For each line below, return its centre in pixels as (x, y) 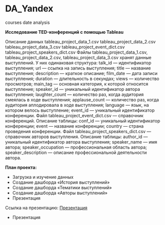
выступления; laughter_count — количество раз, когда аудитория (75, 94)
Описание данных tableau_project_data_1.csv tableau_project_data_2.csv (81, 41)
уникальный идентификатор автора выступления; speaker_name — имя (81, 142)
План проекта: (21, 167)
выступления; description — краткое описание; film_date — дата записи (81, 73)
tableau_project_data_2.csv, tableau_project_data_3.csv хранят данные (78, 57)
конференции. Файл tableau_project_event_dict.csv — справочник (74, 115)
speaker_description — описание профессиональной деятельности (76, 152)
